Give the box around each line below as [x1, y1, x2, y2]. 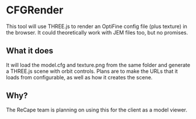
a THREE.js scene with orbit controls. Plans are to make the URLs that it [6, 68, 178, 75]
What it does [6, 46, 54, 56]
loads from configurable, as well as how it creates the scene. [6, 73, 153, 80]
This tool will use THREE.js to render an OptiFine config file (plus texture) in [6, 23, 187, 30]
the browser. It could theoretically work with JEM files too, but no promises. [6, 29, 188, 36]
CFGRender [6, 3, 64, 17]
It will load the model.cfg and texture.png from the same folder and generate [6, 61, 191, 68]
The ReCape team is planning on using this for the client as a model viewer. [6, 106, 187, 113]
